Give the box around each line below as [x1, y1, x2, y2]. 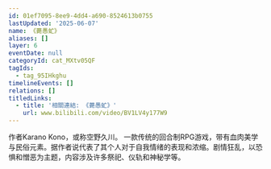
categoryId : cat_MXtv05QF [8, 57, 95, 65]
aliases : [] [8, 34, 48, 43]
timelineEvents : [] [8, 79, 74, 87]
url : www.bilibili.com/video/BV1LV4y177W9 [23, 109, 168, 117]
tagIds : [8, 64, 35, 72]
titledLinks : [8, 94, 52, 102]
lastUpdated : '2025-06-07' [8, 19, 99, 27]
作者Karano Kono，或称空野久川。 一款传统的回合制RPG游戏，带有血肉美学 [8, 132, 259, 142]
